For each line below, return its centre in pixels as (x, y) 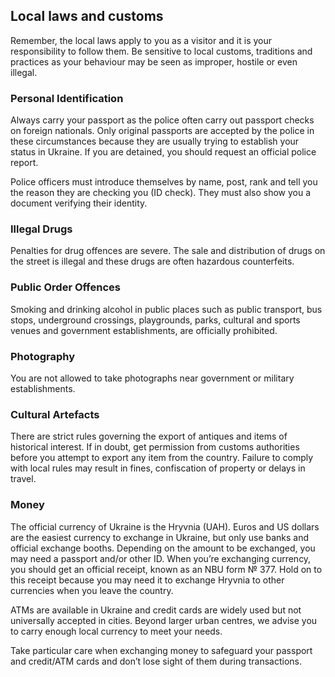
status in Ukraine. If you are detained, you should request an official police (163, 152)
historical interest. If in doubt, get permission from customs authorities (155, 447)
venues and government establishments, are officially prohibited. (144, 330)
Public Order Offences (65, 287)
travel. (23, 479)
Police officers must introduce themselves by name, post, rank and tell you (164, 182)
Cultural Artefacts (55, 414)
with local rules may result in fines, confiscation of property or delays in (158, 468)
